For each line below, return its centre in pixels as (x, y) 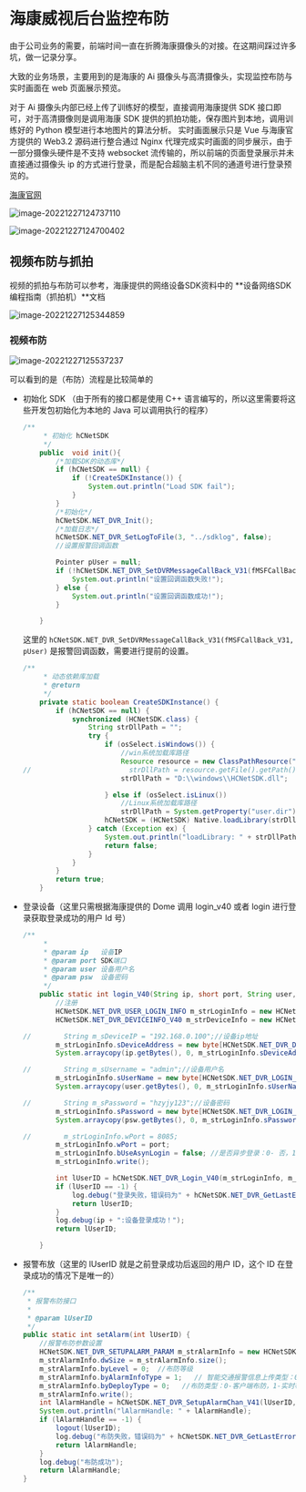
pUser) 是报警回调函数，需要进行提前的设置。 (108, 651)
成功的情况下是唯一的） (75, 1275)
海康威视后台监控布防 (90, 19)
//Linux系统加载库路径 (159, 803)
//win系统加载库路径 (155, 753)
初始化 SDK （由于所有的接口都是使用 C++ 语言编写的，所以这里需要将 (155, 399)
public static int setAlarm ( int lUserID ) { (107, 1335)
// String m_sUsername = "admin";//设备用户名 (123, 1070)
